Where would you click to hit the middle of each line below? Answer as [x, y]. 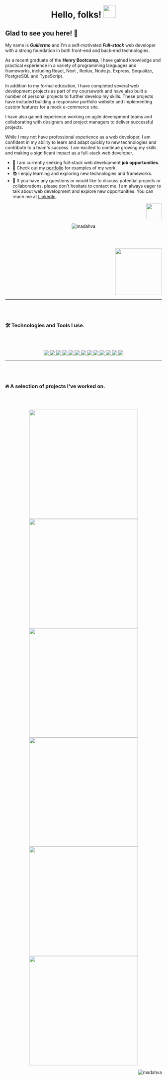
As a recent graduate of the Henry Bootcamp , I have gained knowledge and [83, 60]
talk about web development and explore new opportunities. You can [83, 191]
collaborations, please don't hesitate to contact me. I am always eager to [87, 186]
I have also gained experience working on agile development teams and [79, 117]
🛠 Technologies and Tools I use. [45, 325]
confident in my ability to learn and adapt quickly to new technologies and [81, 142]
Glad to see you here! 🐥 [42, 33]
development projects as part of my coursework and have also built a [76, 91]
